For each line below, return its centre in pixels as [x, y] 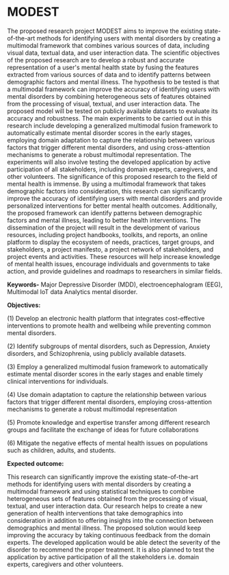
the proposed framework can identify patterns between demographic [105, 212]
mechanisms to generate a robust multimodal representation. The [99, 154]
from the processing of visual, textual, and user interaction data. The [104, 103]
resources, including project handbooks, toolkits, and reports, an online [107, 234]
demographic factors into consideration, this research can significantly [107, 191]
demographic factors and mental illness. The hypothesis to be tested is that [113, 82]
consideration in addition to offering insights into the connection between [110, 520]
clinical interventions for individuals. [58, 381]
